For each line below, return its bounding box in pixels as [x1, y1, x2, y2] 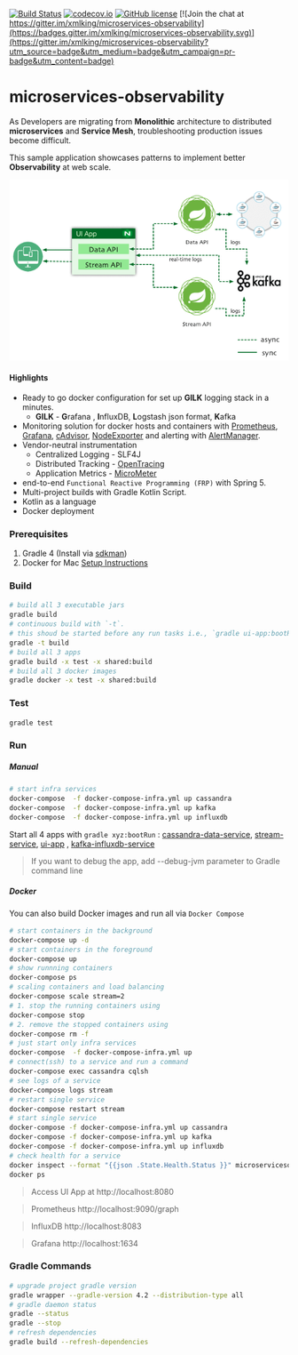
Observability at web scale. [9, 161, 112, 172]
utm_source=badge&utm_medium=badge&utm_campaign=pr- [9, 46, 236, 57]
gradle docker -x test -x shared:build [9, 676, 157, 685]
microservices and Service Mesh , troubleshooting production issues [9, 125, 263, 136]
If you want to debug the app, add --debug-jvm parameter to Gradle [30, 855, 281, 866]
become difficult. [9, 134, 72, 146]
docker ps [9, 1170, 46, 1179]
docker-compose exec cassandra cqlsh [9, 1067, 149, 1076]
